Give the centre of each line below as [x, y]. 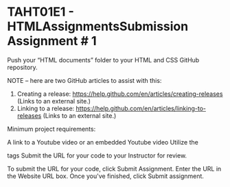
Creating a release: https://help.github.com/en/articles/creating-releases [120, 94]
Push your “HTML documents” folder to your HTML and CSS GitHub [103, 60]
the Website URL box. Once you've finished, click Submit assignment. [106, 176]
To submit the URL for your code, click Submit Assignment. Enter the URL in [114, 169]
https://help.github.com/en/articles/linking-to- [141, 108]
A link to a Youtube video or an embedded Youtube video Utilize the [103, 142]
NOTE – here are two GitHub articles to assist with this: [84, 80]
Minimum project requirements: [51, 129]
